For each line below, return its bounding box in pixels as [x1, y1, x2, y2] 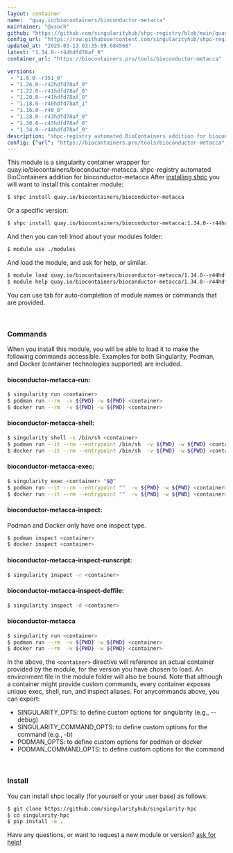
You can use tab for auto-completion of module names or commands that [7, 291, 217, 299]
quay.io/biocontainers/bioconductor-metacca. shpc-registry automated [7, 165, 212, 174]
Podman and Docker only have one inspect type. [7, 521, 147, 529]
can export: [7, 694, 40, 703]
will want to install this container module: [7, 180, 123, 188]
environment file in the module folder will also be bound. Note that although [7, 672, 223, 681]
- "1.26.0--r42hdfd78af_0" [10, 81, 89, 88]
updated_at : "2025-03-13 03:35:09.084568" [7, 42, 132, 49]
